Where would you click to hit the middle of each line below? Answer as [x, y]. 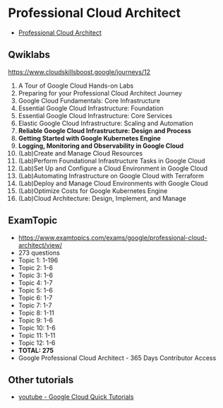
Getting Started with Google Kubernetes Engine [89, 138]
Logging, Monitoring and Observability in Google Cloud [101, 146]
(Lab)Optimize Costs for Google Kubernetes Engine [93, 191]
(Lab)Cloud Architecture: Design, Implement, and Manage [102, 198]
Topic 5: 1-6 [36, 290]
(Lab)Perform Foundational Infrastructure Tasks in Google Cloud [111, 161]
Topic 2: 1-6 [36, 267]
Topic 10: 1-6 [37, 327]
